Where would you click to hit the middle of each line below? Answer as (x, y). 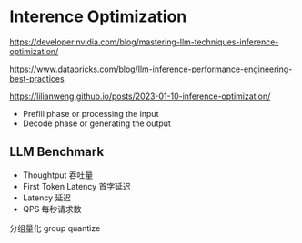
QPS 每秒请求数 (52, 209)
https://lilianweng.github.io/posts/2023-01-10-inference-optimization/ (140, 96)
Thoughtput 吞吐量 (58, 175)
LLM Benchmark (57, 152)
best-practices (37, 78)
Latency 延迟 (46, 198)
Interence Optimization (98, 17)
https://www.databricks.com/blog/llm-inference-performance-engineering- (151, 69)
